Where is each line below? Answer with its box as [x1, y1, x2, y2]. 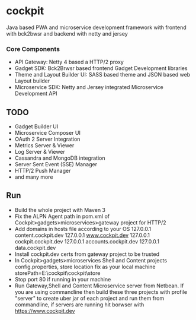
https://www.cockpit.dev [14, 307, 75, 314]
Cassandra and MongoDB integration [14, 154, 105, 161]
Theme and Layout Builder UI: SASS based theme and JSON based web [14, 71, 191, 78]
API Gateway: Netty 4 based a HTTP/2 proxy [14, 58, 124, 66]
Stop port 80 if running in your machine [14, 275, 111, 283]
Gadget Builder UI [14, 123, 59, 130]
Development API [14, 90, 57, 97]
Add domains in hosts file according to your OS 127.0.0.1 [14, 225, 152, 232]
